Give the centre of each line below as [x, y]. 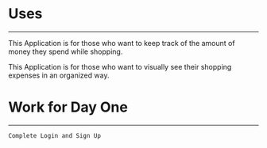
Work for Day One [68, 107]
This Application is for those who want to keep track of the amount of [122, 43]
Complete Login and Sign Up [55, 135]
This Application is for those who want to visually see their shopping [120, 66]
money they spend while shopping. [66, 51]
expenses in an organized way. [59, 75]
